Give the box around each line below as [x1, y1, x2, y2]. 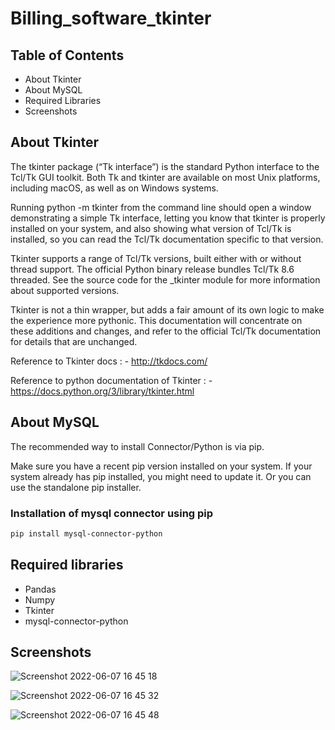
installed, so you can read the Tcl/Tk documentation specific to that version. [10, 233, 324, 245]
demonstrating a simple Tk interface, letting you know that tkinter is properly [10, 212, 326, 224]
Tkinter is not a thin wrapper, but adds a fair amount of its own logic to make [10, 303, 325, 316]
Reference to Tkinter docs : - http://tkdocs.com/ [10, 355, 208, 367]
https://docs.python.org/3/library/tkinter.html [10, 385, 195, 397]
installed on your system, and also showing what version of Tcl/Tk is [10, 222, 292, 234]
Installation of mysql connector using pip [10, 506, 214, 520]
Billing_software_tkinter [10, 7, 212, 30]
